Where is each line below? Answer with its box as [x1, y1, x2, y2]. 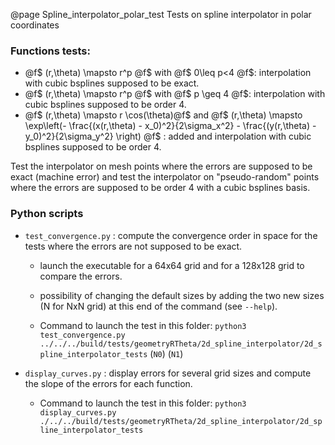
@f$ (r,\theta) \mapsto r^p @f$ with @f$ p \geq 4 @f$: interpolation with [24, 88, 326, 100]
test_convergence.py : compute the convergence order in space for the [24, 229, 318, 241]
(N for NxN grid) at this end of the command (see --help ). [39, 300, 278, 312]
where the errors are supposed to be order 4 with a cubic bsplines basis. [10, 182, 311, 194]
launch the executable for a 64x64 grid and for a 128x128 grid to [39, 259, 305, 271]
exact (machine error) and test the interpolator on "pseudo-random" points [10, 171, 320, 183]
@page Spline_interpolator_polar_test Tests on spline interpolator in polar [10, 9, 312, 20]
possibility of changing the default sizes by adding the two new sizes [39, 289, 325, 301]
